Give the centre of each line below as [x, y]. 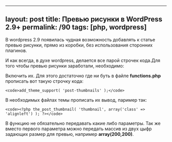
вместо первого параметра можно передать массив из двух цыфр [79, 129]
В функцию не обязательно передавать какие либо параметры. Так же [83, 123]
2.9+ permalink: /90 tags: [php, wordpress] [76, 27]
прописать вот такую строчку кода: [44, 81]
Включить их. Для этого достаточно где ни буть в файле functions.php [83, 76]
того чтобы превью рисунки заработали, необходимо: [65, 66]
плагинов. [16, 50]
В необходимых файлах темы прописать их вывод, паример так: [76, 100]
